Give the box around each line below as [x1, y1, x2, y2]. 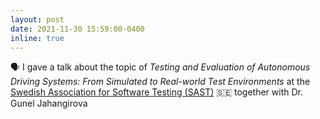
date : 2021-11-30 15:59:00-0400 [10, 24, 145, 34]
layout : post [10, 14, 65, 25]
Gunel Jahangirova [10, 97, 88, 110]
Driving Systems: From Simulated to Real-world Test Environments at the [10, 76, 311, 88]
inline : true [10, 33, 65, 43]
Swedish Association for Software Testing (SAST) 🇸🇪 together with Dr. [10, 86, 303, 98]
